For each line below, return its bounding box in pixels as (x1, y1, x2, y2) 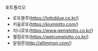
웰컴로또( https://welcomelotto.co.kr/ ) (12, 34, 89, 39)
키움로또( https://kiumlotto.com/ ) (12, 21, 79, 27)
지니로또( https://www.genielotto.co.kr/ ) (12, 27, 93, 33)
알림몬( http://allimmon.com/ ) (12, 40, 72, 46)
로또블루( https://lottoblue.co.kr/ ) (12, 15, 79, 21)
